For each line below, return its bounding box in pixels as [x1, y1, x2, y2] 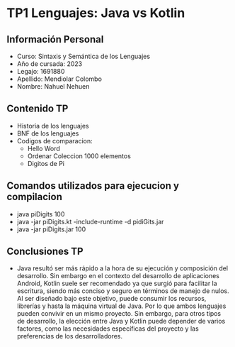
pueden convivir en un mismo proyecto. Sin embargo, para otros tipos [16, 309, 221, 318]
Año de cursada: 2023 [16, 60, 83, 68]
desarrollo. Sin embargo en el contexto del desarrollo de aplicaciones [16, 272, 220, 280]
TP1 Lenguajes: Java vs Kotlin [6, 5, 185, 21]
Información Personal [6, 33, 104, 45]
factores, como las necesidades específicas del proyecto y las [16, 324, 199, 333]
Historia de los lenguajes [16, 121, 89, 130]
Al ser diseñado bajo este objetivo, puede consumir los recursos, [16, 294, 207, 303]
